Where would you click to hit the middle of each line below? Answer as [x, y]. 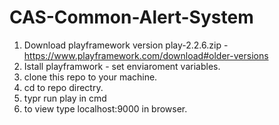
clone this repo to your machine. [90, 77]
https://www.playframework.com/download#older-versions [146, 55]
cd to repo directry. [63, 87]
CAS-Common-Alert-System [131, 17]
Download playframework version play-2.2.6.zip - [126, 45]
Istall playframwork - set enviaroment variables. [122, 66]
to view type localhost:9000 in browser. [105, 108]
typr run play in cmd [65, 98]
